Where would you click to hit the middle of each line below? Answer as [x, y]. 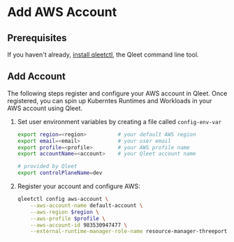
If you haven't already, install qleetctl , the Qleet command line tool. [103, 54]
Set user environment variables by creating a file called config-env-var [119, 121]
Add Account [37, 76]
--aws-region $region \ [65, 212]
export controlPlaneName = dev [60, 173]
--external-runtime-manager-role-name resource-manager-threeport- [130, 232]
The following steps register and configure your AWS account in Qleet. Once [117, 93]
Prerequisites [37, 38]
